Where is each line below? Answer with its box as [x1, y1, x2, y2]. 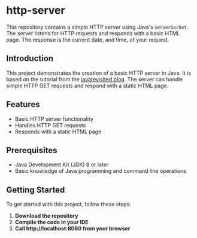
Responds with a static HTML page [14, 128, 102, 135]
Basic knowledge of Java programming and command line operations [14, 167, 187, 175]
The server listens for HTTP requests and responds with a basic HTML [6, 29, 181, 36]
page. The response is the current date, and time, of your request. [6, 36, 169, 43]
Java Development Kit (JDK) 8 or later [14, 161, 109, 168]
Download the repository [14, 212, 78, 219]
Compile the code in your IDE [14, 219, 89, 226]
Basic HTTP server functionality [14, 115, 94, 123]
